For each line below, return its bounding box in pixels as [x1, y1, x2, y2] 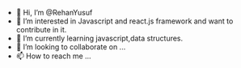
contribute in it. [15, 25, 67, 34]
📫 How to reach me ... [15, 51, 91, 61]
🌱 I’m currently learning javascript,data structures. [15, 33, 184, 43]
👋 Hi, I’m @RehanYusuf [15, 8, 93, 17]
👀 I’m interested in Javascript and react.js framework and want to [15, 16, 234, 26]
